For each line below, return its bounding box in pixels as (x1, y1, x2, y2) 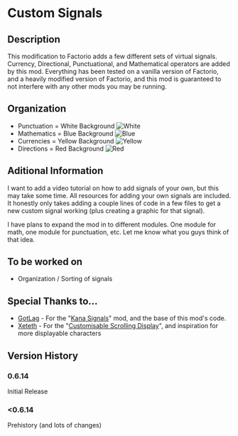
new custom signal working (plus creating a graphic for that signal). (7, 206, 205, 214)
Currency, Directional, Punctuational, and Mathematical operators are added (7, 60, 231, 68)
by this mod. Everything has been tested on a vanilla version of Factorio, (7, 67, 219, 75)
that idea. (7, 235, 36, 244)
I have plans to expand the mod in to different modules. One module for (7, 220, 217, 229)
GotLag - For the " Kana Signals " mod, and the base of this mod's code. (17, 314, 227, 322)
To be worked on (7, 256, 83, 268)
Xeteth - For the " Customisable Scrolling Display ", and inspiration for (17, 322, 219, 330)
